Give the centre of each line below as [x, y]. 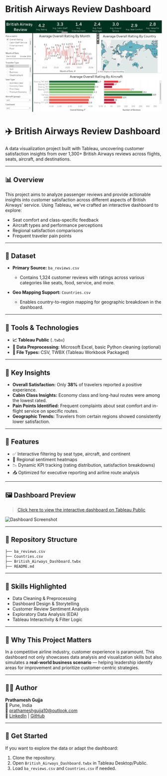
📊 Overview [25, 180]
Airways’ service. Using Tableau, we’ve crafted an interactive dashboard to [82, 205]
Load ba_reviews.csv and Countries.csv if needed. [64, 768]
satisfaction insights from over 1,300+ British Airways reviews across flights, [83, 154]
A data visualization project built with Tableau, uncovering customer [75, 148]
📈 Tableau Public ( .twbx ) [39, 340]
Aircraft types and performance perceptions [57, 225]
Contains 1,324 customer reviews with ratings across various [82, 277]
